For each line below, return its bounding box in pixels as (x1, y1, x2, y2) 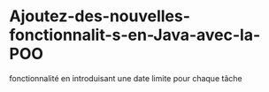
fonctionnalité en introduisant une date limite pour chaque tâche (9, 73, 242, 83)
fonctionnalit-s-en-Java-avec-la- (9, 25, 261, 45)
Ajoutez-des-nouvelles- (9, 6, 191, 27)
